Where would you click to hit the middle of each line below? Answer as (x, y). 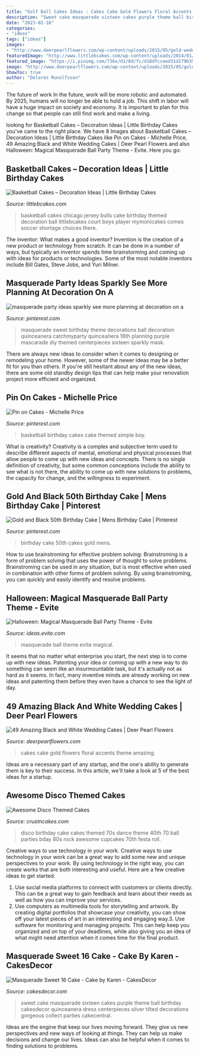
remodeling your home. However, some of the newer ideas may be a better (97, 360)
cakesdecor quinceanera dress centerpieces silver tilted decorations (105, 1009)
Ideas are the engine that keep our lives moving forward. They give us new (97, 1027)
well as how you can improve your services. (68, 900)
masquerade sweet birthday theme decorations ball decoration (97, 330)
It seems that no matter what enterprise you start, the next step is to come (97, 656)
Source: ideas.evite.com (36, 633)
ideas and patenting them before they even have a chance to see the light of (99, 682)
